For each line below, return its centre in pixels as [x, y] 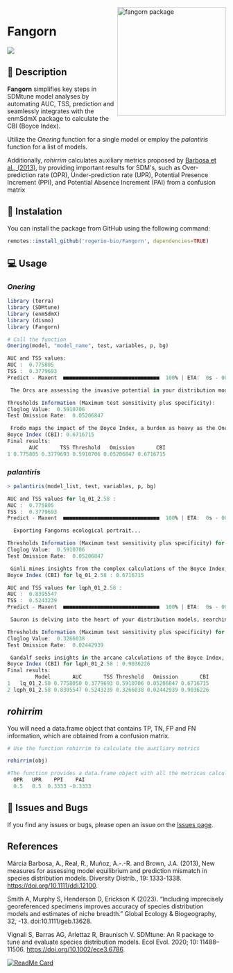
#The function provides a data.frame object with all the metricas [107, 774]
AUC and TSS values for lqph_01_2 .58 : [65, 588]
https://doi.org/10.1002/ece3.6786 [75, 949]
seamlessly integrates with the [51, 111]
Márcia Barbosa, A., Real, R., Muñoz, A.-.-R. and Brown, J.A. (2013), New [111, 863]
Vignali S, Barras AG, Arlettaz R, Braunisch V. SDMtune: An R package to [111, 934]
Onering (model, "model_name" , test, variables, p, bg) [88, 346]
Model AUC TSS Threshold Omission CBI [122, 677]
